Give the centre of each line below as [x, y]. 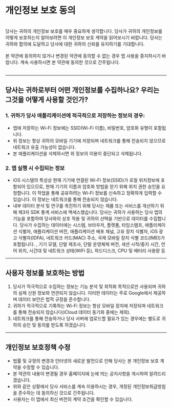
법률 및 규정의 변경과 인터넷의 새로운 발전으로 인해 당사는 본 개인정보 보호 [86, 361]
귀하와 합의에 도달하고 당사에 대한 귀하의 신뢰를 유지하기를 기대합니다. [75, 44]
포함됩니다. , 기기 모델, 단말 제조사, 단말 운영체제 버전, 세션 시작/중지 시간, [86, 244]
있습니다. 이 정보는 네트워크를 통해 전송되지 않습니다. [65, 199]
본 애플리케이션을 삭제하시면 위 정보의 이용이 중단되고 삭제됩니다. [78, 153]
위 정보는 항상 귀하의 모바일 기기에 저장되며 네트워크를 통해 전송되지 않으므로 [89, 140]
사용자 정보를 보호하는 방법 [45, 273]
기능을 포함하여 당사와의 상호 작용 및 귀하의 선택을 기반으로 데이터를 [80, 218]
